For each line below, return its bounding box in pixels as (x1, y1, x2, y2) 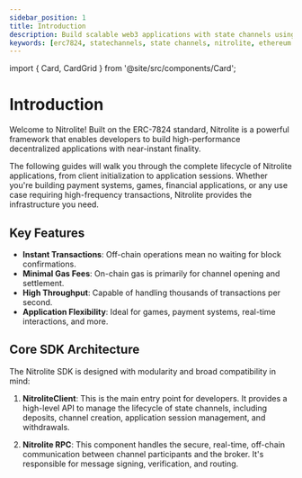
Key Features (9, 225, 85, 240)
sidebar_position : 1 (9, 13, 87, 23)
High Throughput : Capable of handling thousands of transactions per (22, 287, 281, 298)
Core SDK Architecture (9, 342, 140, 357)
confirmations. (22, 258, 76, 269)
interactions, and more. (22, 316, 109, 327)
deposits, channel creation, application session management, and (22, 411, 266, 423)
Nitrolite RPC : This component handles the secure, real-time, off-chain (22, 438, 286, 450)
